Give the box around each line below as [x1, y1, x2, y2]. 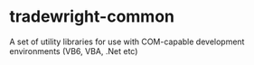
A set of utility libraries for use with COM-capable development [9, 36, 245, 47]
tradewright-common [9, 6, 174, 27]
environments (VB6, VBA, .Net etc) [9, 45, 138, 56]
